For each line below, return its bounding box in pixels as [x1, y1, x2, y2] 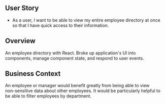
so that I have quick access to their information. [12, 22, 109, 28]
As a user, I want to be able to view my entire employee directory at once [12, 17, 161, 23]
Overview [5, 37, 36, 45]
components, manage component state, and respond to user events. [5, 55, 144, 61]
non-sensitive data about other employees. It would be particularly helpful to [5, 88, 161, 94]
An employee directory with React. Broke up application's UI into [5, 50, 136, 56]
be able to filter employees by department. [5, 93, 92, 99]
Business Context [5, 69, 61, 78]
